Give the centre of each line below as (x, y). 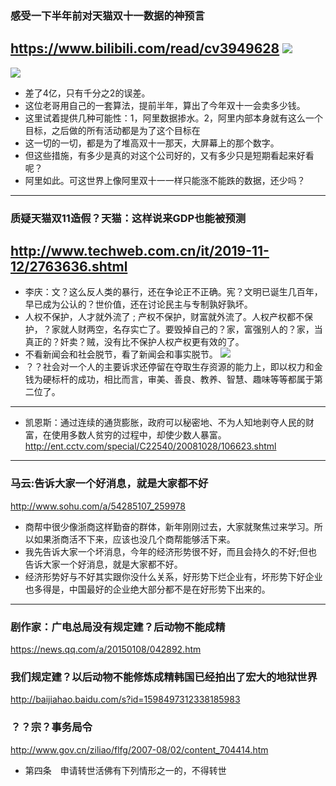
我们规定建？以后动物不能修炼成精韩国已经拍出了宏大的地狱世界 (164, 677)
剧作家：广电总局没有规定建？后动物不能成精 (118, 627)
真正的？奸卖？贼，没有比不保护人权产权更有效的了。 (134, 342)
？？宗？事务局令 (51, 727)
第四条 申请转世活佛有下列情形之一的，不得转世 (125, 770)
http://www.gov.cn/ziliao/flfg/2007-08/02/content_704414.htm (139, 749)
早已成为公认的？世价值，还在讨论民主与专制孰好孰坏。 (138, 304)
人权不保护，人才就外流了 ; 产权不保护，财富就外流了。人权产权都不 (164, 317)
